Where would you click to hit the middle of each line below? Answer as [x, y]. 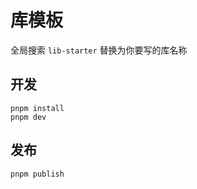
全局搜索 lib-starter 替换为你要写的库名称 [99, 50]
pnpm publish [37, 174]
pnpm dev [28, 117]
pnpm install [37, 108]
